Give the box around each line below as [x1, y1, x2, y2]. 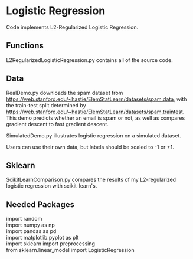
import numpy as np [6, 221, 55, 228]
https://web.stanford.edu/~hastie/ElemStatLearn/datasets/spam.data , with [6, 96, 187, 103]
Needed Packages [6, 199, 75, 209]
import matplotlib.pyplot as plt [6, 234, 79, 241]
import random [6, 215, 42, 222]
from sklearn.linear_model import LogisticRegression [6, 247, 135, 254]
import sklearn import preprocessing [6, 240, 96, 247]
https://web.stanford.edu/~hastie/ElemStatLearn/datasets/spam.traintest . [6, 108, 185, 115]
